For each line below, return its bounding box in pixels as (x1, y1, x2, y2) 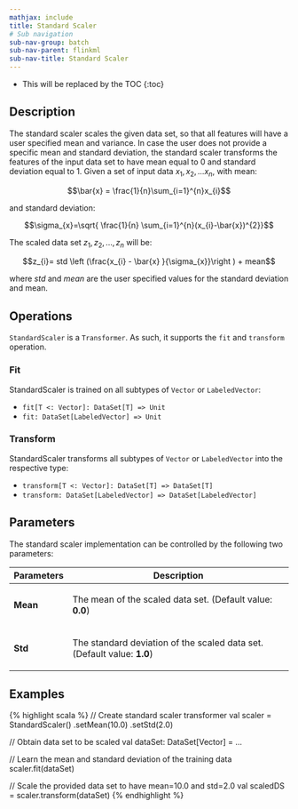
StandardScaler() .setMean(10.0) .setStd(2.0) (9, 719, 174, 730)
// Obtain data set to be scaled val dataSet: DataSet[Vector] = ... (9, 737, 242, 748)
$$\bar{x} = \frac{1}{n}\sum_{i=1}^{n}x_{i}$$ (67, 185, 231, 196)
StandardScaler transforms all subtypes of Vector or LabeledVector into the (9, 453, 284, 463)
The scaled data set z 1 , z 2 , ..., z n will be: (9, 236, 153, 250)
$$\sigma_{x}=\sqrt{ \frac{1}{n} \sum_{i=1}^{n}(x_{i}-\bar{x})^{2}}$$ (23, 220, 275, 230)
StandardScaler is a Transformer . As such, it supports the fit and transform (9, 332, 286, 343)
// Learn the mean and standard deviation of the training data (9, 754, 232, 765)
